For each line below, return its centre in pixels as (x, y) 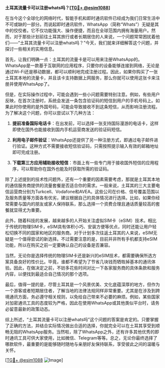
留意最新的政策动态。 (31, 309)
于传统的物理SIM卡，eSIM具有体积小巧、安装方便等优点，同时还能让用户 (79, 227)
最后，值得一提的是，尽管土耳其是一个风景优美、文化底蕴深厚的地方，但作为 (82, 284)
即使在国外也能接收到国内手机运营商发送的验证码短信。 (68, 129)
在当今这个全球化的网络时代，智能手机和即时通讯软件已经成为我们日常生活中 (82, 18)
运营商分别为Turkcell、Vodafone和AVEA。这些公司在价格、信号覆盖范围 (82, 192)
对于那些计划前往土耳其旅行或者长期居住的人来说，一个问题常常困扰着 (84, 37)
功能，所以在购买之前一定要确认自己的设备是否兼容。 (59, 245)
